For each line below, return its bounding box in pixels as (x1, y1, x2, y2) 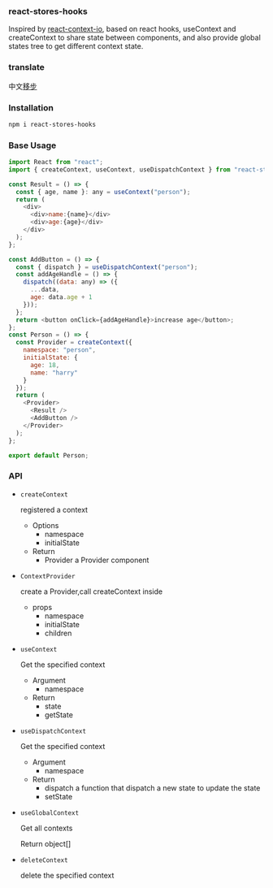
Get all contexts (19, 823, 73, 833)
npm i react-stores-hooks (8, 120, 96, 128)
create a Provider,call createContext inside (19, 587, 163, 596)
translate (8, 62, 45, 73)
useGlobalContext (19, 808, 80, 817)
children (44, 628, 72, 638)
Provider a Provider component (44, 555, 149, 565)
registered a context (19, 505, 88, 514)
